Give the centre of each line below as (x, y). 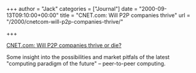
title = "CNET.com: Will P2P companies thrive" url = (125, 15)
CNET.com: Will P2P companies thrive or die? (64, 45)
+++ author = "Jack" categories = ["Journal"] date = (72, 9)
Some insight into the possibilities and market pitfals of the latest (88, 57)
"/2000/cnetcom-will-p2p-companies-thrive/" (65, 22)
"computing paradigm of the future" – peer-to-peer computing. (86, 64)
